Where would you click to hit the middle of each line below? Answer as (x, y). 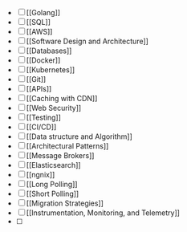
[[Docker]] (43, 60)
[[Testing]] (44, 117)
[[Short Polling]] (53, 193)
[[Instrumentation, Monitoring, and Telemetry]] (103, 213)
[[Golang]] (43, 12)
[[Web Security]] (54, 108)
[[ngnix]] (41, 175)
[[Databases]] (49, 51)
